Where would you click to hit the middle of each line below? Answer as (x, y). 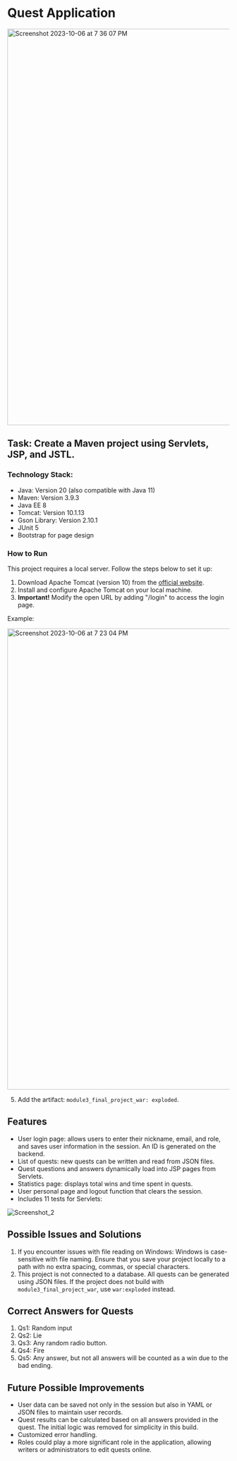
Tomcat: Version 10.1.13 (51, 512)
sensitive (31, 1259)
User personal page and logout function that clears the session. (110, 1191)
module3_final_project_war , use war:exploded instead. (96, 1289)
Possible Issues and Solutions (74, 1235)
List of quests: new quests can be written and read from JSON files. (116, 1161)
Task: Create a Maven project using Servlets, (108, 443)
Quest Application (62, 13)
